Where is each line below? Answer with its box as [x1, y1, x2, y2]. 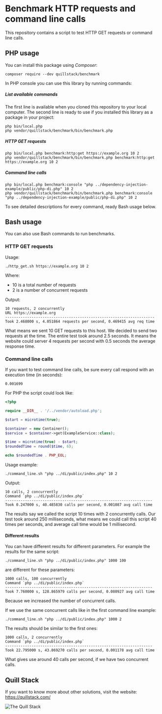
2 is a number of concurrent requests [12, 287, 88, 293]
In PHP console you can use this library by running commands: [5, 80, 133, 86]
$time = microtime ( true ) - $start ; [5, 439, 78, 444]
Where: [5, 272, 20, 278]
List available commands [5, 91, 58, 97]
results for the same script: [5, 549, 60, 555]
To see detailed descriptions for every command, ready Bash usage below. [5, 203, 157, 209]
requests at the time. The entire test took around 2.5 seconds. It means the [5, 332, 157, 339]
